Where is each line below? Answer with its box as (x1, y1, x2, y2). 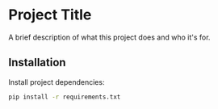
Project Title (8, 6, 92, 24)
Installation (8, 56, 66, 69)
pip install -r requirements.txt (8, 93, 121, 101)
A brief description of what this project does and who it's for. (8, 32, 211, 42)
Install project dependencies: (8, 77, 105, 86)
